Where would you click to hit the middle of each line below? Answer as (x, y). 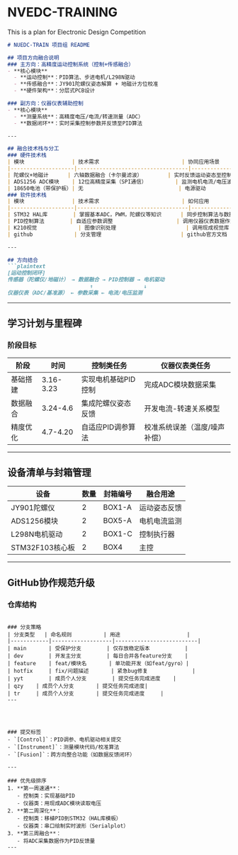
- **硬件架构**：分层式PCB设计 (55, 91)
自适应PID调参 (105, 427)
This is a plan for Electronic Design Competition (77, 32)
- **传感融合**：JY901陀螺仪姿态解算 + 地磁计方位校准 (86, 84)
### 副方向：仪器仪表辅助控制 (45, 103)
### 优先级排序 (27, 781)
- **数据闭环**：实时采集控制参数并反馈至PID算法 (78, 123)
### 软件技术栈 (27, 195)
